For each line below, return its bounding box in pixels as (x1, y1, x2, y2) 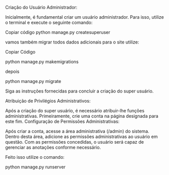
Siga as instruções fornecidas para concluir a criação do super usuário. (5, 88, 154, 94)
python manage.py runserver (5, 164, 66, 170)
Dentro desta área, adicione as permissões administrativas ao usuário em (5, 134, 158, 140)
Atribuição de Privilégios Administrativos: (5, 98, 91, 104)
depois (5, 68, 20, 74)
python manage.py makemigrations (5, 59, 79, 65)
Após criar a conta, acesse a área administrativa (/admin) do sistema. (5, 128, 150, 134)
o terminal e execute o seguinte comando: (5, 20, 93, 25)
